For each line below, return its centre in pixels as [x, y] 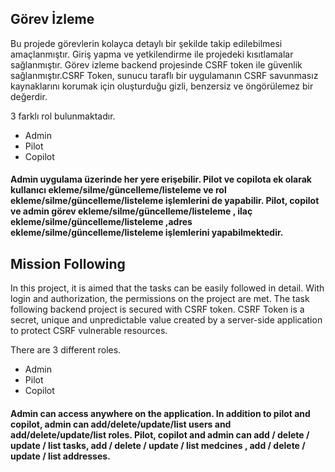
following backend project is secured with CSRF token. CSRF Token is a [157, 309]
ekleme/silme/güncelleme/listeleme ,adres [101, 222]
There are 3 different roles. [66, 350]
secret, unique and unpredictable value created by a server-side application [166, 320]
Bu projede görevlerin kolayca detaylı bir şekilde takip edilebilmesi [146, 43]
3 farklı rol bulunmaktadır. [63, 116]
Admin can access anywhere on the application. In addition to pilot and [160, 413]
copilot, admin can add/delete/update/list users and [121, 424]
